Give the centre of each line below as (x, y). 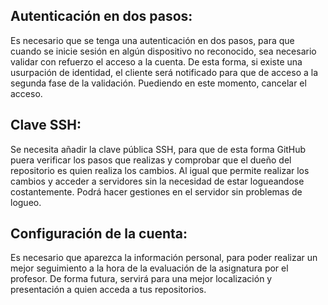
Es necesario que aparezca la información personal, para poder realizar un (164, 258)
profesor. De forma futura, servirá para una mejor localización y (141, 279)
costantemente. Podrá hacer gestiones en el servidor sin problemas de (156, 191)
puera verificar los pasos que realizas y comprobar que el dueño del (151, 160)
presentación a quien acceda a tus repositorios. (108, 290)
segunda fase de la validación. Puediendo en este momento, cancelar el (158, 83)
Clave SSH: (46, 125)
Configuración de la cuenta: (99, 234)
